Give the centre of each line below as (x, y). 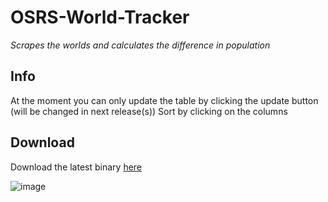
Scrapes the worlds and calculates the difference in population (140, 45)
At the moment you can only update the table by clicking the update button (164, 100)
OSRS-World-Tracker (100, 17)
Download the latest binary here (76, 167)
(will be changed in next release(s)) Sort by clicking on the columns (149, 111)
